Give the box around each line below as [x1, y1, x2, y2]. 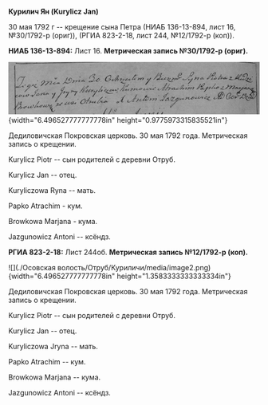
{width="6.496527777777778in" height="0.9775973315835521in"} [8, 116, 228, 125]
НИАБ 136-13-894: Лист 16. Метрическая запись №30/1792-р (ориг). [8, 46, 249, 55]
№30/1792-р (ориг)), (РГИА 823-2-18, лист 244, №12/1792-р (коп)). [8, 31, 235, 40]
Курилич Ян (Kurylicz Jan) [8, 7, 99, 16]
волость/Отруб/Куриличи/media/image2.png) [57, 263, 211, 273]
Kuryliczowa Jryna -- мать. [8, 342, 98, 352]
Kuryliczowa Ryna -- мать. [8, 186, 97, 195]
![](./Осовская [8, 263, 56, 273]
